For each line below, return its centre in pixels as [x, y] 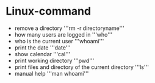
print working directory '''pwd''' [54, 60]
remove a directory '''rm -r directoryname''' [69, 28]
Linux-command [49, 11]
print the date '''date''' [42, 48]
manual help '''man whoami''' [52, 73]
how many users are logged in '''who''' [63, 34]
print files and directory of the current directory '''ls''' [81, 67]
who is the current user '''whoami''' [59, 41]
